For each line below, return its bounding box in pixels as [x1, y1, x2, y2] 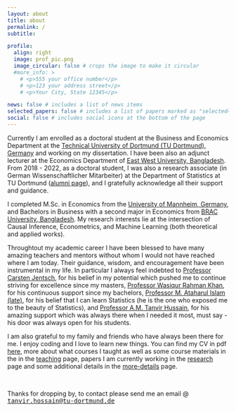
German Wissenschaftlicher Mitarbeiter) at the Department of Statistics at [7, 171, 221, 180]
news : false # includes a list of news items [7, 102, 143, 109]
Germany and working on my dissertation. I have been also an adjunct [7, 149, 210, 157]
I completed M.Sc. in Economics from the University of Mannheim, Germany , [7, 200, 229, 208]
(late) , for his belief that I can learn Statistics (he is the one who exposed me [7, 295, 228, 304]
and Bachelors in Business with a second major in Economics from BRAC [7, 207, 218, 216]
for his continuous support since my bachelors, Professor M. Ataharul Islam [7, 288, 226, 297]
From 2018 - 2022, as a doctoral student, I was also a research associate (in [7, 164, 227, 172]
